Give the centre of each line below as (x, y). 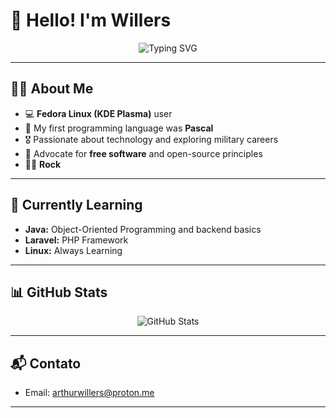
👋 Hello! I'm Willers (91, 20)
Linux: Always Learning (73, 250)
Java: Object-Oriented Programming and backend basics (143, 229)
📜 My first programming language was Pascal (119, 128)
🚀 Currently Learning (76, 205)
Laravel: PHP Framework (76, 240)
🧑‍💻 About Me (52, 89)
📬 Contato (46, 363)
